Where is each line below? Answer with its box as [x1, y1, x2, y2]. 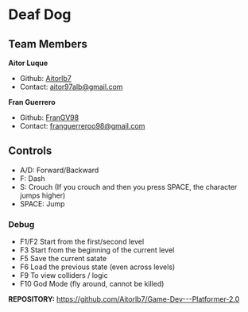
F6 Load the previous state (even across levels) [19, 262, 176, 272]
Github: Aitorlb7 [19, 74, 72, 83]
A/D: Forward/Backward [19, 165, 99, 175]
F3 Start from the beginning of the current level [19, 245, 175, 255]
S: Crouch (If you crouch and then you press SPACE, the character [19, 182, 238, 191]
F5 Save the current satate [19, 254, 107, 264]
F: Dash [19, 173, 45, 183]
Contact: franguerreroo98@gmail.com [19, 121, 145, 130]
